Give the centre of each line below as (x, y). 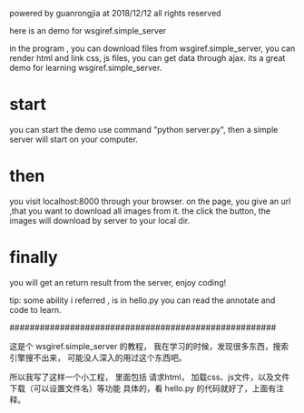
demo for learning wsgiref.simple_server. (86, 68)
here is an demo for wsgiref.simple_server (88, 30)
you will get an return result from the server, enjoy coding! (118, 282)
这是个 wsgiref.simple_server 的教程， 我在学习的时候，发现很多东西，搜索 (149, 346)
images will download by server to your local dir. (100, 220)
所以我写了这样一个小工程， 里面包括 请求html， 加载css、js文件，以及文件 (150, 377)
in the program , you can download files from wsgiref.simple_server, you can (152, 48)
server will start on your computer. (74, 139)
